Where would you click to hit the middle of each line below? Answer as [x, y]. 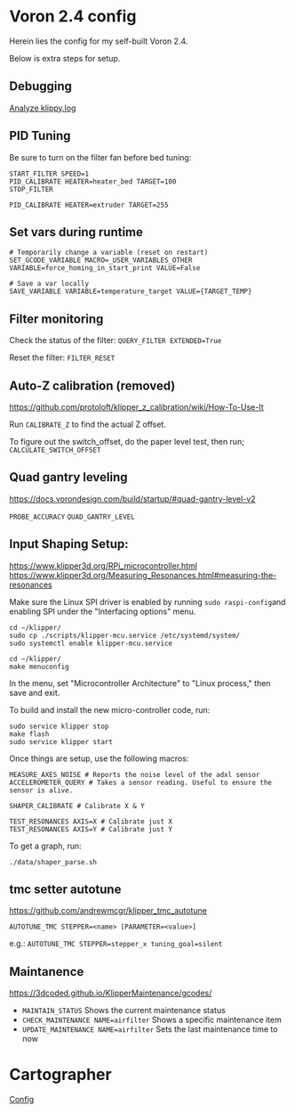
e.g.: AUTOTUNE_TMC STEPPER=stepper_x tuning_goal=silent [116, 944]
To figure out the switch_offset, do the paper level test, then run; [127, 442]
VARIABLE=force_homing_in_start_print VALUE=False [105, 268]
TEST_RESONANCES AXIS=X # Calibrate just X [91, 822]
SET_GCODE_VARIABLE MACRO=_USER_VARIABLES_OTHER [101, 260]
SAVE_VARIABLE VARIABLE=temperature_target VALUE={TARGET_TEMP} [131, 291]
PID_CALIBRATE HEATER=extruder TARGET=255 [89, 205]
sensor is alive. [41, 790]
